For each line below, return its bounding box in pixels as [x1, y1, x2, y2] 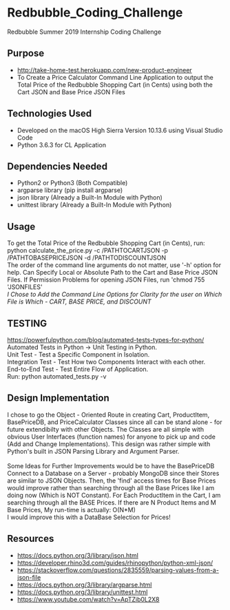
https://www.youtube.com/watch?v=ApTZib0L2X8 [17, 595, 160, 603]
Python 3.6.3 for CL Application [17, 140, 107, 149]
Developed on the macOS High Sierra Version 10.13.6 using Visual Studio [17, 126, 223, 134]
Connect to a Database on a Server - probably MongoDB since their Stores [7, 469, 220, 477]
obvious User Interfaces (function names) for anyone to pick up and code [7, 432, 216, 441]
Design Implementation [7, 392, 110, 404]
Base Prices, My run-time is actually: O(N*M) [7, 505, 136, 514]
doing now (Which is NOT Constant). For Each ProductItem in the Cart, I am [7, 491, 221, 499]
